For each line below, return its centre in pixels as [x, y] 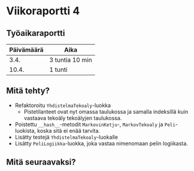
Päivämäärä [26, 50]
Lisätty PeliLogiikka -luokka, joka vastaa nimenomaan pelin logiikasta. [101, 143]
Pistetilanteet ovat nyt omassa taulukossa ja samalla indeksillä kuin [106, 111]
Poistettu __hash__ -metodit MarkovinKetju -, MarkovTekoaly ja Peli [95, 124]
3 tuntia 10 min [71, 60]
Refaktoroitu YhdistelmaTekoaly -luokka [63, 105]
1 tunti [58, 70]
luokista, [25, 130]
